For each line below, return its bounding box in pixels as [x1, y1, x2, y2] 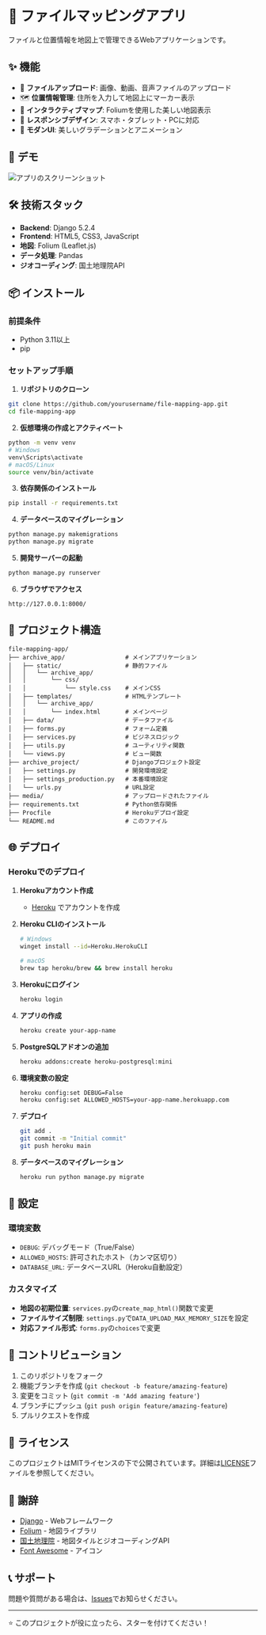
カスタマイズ [8, 1283, 57, 1295]
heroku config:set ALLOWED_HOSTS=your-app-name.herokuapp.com [19, 1096, 230, 1105]
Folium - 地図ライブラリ [19, 1526, 97, 1536]
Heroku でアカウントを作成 [31, 903, 120, 912]
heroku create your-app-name [19, 1026, 116, 1034]
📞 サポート [8, 1571, 57, 1584]
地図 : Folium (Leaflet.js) [19, 241, 97, 250]
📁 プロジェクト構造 [8, 623, 101, 637]
